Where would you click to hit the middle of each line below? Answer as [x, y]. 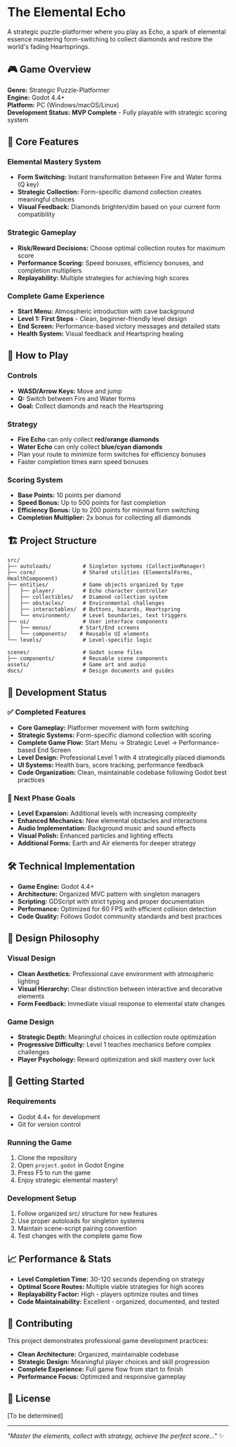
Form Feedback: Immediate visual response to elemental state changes [121, 1003]
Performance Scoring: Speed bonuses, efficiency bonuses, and [110, 263]
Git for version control [49, 1124]
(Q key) [28, 185]
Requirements [32, 1102]
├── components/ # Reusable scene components [88, 659]
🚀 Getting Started [46, 1082]
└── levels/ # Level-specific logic [80, 640]
